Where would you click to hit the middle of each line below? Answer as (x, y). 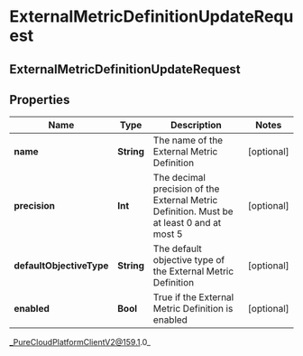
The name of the (188, 140)
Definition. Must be (193, 211)
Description (196, 126)
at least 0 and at (187, 223)
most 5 (168, 234)
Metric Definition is (193, 309)
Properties (40, 100)
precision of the (186, 189)
